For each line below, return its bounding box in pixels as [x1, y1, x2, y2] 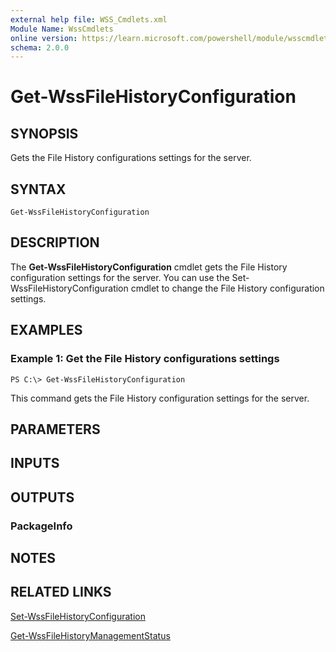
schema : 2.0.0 [10, 42, 70, 53]
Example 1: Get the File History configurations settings [10, 352, 280, 366]
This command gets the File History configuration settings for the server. [10, 392, 310, 404]
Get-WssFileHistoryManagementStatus [10, 629, 171, 641]
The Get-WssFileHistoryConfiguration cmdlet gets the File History [10, 261, 288, 273]
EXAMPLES [10, 322, 83, 339]
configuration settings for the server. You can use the [10, 271, 230, 283]
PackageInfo [10, 519, 73, 533]
